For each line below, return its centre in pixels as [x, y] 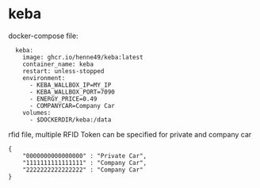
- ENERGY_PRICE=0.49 [63, 99]
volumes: [37, 113]
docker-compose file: [43, 36]
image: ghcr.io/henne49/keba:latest [83, 57]
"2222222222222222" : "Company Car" [83, 170]
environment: [44, 78]
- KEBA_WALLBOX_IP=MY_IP [70, 85]
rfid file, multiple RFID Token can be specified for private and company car [130, 134]
